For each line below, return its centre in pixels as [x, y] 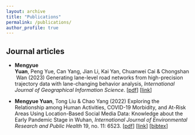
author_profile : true [32, 28]
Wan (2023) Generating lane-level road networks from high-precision [100, 78]
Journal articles [35, 51]
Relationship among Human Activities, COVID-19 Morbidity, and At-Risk [100, 108]
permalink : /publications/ [39, 22]
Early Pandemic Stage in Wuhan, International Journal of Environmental [101, 120]
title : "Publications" [34, 17]
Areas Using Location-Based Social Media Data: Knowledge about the [99, 113]
